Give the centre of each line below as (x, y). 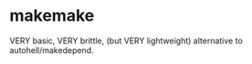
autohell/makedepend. (52, 50)
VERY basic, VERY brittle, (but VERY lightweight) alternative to (126, 41)
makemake (52, 16)
